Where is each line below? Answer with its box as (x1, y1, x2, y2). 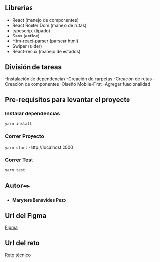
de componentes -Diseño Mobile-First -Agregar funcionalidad (24, 81, 150, 87)
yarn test (5, 167, 26, 172)
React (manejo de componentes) (12, 17, 79, 23)
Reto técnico (5, 252, 31, 258)
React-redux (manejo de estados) (12, 48, 81, 54)
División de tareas (5, 63, 62, 71)
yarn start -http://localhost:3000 (5, 144, 74, 150)
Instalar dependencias (5, 110, 60, 117)
